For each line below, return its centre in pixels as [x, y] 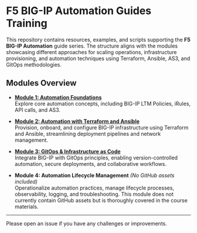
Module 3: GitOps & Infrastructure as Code [68, 151]
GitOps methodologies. [34, 64]
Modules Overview [41, 83]
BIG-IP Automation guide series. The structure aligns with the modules [92, 46]
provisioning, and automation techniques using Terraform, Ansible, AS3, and [98, 58]
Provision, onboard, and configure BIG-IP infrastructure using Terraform [101, 127]
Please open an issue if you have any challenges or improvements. [86, 223]
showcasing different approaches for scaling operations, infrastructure [91, 52]
